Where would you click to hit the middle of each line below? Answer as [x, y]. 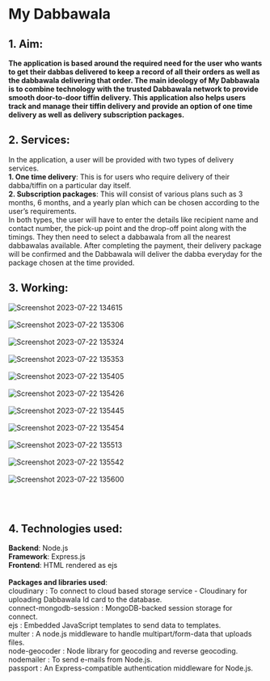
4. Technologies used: [65, 529]
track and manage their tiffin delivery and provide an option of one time [131, 106]
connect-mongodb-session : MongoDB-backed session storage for [120, 608]
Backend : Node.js [38, 548]
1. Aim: [25, 44]
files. [17, 642]
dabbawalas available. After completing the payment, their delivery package [135, 245]
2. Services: [39, 140]
